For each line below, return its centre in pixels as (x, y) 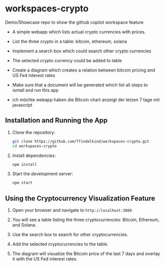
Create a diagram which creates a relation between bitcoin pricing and (83, 70)
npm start (22, 183)
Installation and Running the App (56, 121)
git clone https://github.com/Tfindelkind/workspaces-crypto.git (81, 141)
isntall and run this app (35, 90)
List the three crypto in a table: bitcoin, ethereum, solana (69, 41)
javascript (22, 105)
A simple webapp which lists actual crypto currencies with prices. (79, 32)
